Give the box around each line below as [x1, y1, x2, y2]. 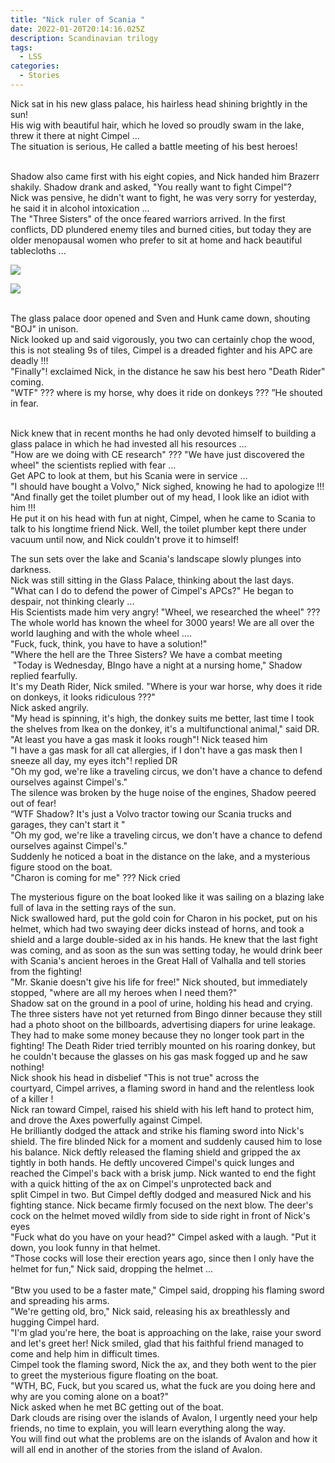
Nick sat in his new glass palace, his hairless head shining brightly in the [10, 97, 308, 110]
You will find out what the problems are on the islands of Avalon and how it [10, 1432, 318, 1445]
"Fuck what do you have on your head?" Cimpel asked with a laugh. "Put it [10, 1231, 317, 1243]
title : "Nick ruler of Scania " [10, 14, 145, 25]
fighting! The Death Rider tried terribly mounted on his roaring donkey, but [10, 1039, 316, 1051]
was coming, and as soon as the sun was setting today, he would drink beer [10, 944, 323, 956]
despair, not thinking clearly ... [10, 595, 135, 607]
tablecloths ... [10, 244, 67, 256]
